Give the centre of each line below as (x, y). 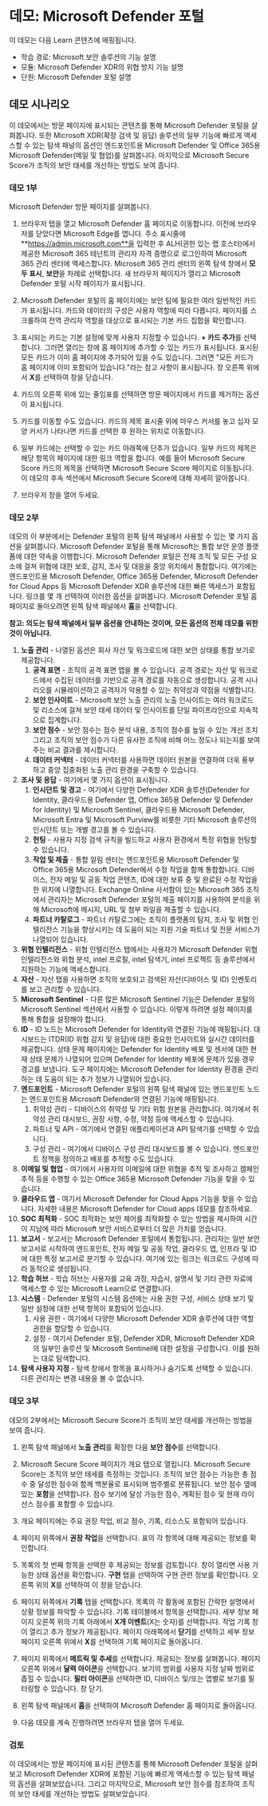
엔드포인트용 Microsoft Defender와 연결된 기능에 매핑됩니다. (124, 1099)
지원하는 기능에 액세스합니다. (65, 970)
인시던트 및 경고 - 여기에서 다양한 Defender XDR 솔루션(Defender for (141, 790)
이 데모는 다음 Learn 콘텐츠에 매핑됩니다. (73, 40)
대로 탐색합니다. (66, 1358)
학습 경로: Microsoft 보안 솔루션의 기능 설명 (88, 57)
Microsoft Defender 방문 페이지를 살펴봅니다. (81, 207)
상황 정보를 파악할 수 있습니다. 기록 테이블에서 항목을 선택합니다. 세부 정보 (135, 1611)
